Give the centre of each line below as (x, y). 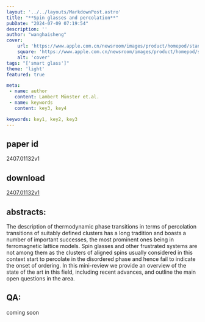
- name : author (28, 91)
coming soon (23, 312)
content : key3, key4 (41, 108)
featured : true (26, 75)
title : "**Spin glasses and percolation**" (63, 18)
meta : (13, 86)
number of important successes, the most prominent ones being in (90, 240)
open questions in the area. (41, 278)
